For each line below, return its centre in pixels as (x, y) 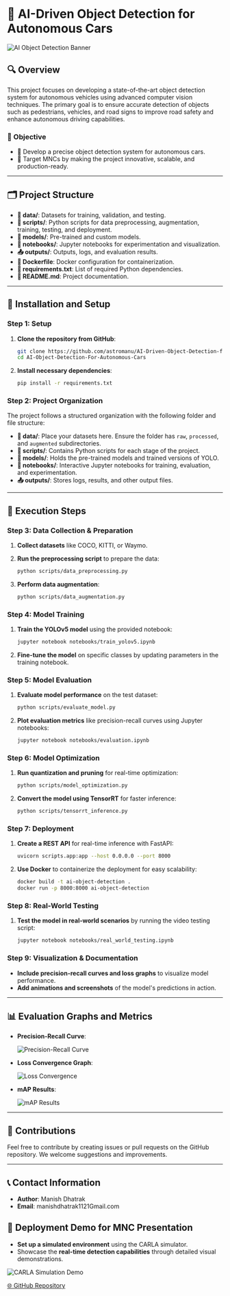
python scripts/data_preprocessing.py (72, 572)
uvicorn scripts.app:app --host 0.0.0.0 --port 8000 (94, 856)
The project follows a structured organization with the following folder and (112, 416)
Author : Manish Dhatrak (51, 1199)
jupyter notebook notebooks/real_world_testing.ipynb (95, 941)
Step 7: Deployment (40, 829)
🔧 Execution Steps (47, 511)
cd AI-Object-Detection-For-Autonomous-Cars (81, 358)
